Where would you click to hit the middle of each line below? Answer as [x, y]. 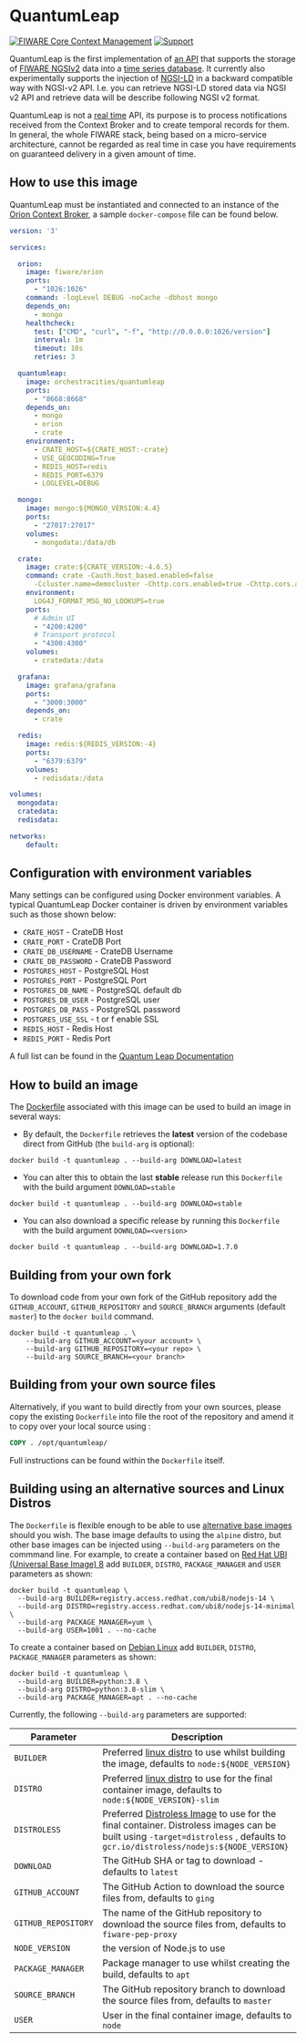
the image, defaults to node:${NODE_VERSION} [197, 1763]
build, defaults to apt [147, 1974]
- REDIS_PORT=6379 [68, 475]
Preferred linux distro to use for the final [188, 1778]
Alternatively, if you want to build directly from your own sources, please [146, 1406]
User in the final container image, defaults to [197, 2015]
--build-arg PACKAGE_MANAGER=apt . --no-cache [107, 1697]
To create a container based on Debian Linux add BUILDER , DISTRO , [133, 1647]
